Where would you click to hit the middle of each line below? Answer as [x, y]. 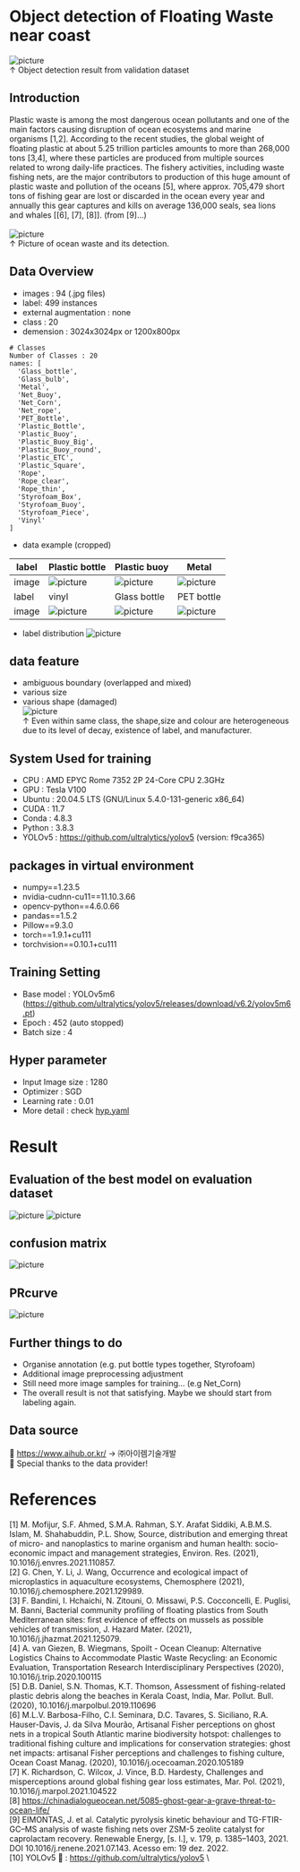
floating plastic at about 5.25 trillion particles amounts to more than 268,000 [150, 148]
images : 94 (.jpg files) [64, 293]
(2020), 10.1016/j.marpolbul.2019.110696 [83, 1705]
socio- [267, 1543]
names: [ [26, 363]
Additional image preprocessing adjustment [103, 1374]
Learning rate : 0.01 [58, 1100]
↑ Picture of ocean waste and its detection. [90, 243]
